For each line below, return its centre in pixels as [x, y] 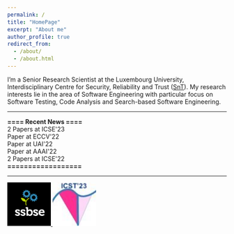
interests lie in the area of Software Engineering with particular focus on [110, 94]
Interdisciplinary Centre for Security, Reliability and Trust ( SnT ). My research [117, 86]
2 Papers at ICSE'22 [36, 158]
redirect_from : [29, 44]
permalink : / [26, 15]
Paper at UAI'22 [30, 143]
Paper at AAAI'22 [32, 151]
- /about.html [34, 59]
